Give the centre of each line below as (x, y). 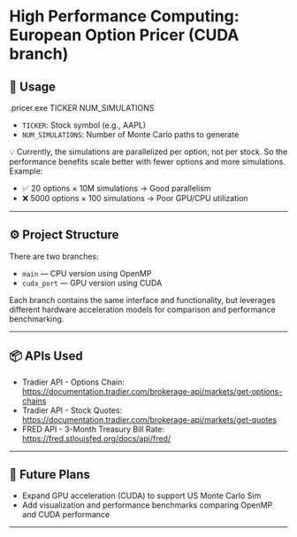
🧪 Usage (32, 86)
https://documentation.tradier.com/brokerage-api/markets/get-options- (152, 391)
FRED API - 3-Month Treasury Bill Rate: (93, 429)
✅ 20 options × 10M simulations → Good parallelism (116, 188)
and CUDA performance (66, 515)
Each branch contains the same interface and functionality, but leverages (142, 300)
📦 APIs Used (46, 356)
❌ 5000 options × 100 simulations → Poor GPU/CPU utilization (135, 198)
